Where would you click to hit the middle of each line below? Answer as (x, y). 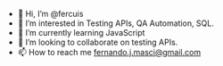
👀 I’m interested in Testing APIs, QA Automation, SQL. (116, 23)
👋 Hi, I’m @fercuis (50, 14)
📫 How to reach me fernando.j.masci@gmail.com (109, 52)
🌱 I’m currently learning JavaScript (81, 33)
